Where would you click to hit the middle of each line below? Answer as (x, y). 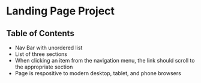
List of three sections (41, 54)
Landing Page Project (61, 11)
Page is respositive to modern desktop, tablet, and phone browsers (98, 73)
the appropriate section (44, 67)
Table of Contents (40, 33)
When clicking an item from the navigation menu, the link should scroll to (105, 60)
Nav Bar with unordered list (49, 48)
